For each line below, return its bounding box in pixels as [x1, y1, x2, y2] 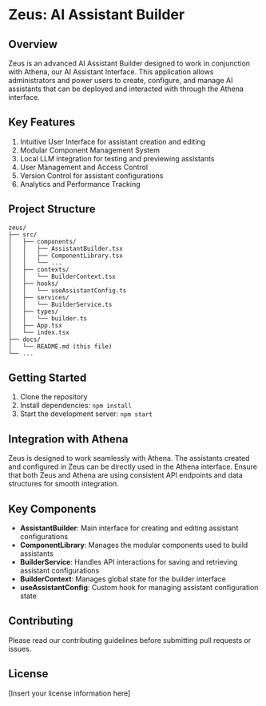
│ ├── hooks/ [8, 280, 59, 288]
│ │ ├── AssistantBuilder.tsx [8, 244, 124, 252]
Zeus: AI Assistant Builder [8, 6, 185, 24]
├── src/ [8, 230, 38, 239]
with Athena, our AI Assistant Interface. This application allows [8, 67, 214, 77]
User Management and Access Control [19, 162, 149, 172]
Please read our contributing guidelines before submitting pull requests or [8, 635, 252, 645]
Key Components [8, 502, 97, 516]
